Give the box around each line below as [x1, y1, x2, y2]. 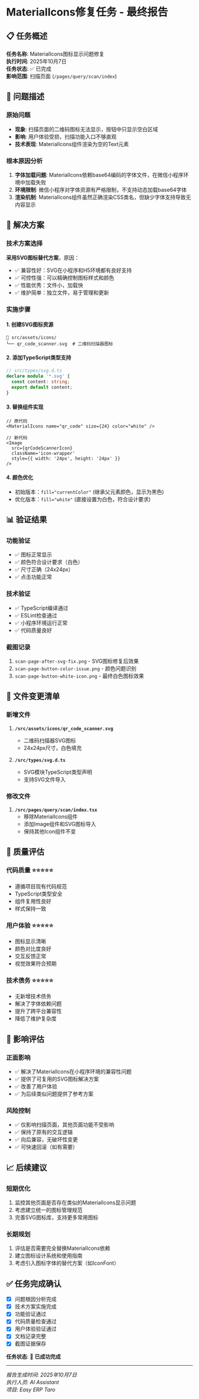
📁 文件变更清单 [6, 691, 60, 701]
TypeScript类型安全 [14, 890, 63, 897]
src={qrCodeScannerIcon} [11, 445, 73, 451]
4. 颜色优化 [6, 474, 34, 481]
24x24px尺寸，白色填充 [23, 744, 82, 751]
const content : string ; [11, 378, 70, 385]
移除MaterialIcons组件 [23, 813, 78, 820]
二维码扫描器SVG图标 [23, 737, 76, 744]
